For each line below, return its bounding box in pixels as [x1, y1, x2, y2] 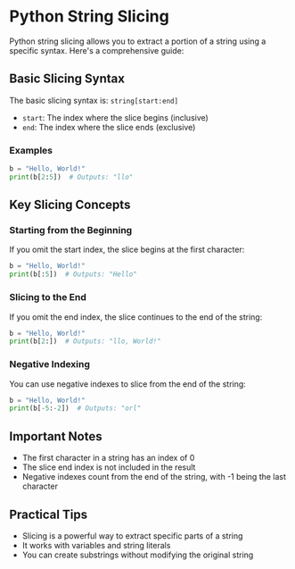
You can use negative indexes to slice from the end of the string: [9, 378, 247, 389]
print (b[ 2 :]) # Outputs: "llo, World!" [9, 337, 162, 346]
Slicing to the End [9, 291, 87, 304]
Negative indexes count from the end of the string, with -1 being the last [21, 472, 287, 482]
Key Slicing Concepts [9, 197, 131, 213]
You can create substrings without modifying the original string [21, 549, 254, 560]
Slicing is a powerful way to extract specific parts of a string [21, 530, 243, 541]
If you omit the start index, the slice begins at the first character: [9, 244, 245, 255]
